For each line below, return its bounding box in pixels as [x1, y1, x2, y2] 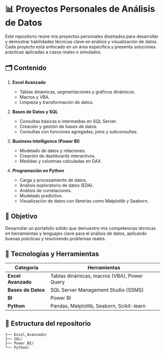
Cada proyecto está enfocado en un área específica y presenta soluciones [5, 44, 156, 50]
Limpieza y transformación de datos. [19, 99, 94, 105]
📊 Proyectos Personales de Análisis [5, 3, 156, 15]
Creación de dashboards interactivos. [19, 152, 96, 159]
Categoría [14, 264, 39, 271]
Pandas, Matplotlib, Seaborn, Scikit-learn [50, 303, 146, 309]
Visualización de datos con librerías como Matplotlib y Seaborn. [19, 198, 149, 203]
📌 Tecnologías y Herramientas [5, 250, 99, 258]
